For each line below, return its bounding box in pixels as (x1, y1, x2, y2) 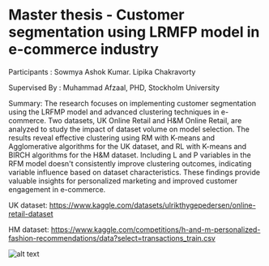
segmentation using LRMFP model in (8, 23, 260, 41)
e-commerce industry (8, 41, 160, 58)
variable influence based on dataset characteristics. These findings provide (8, 167, 261, 177)
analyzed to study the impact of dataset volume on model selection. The (8, 124, 250, 134)
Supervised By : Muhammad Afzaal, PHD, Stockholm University (8, 83, 220, 92)
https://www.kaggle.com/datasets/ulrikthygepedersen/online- (49, 200, 257, 210)
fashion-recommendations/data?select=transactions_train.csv (8, 233, 216, 242)
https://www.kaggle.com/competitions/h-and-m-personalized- (51, 225, 261, 234)
